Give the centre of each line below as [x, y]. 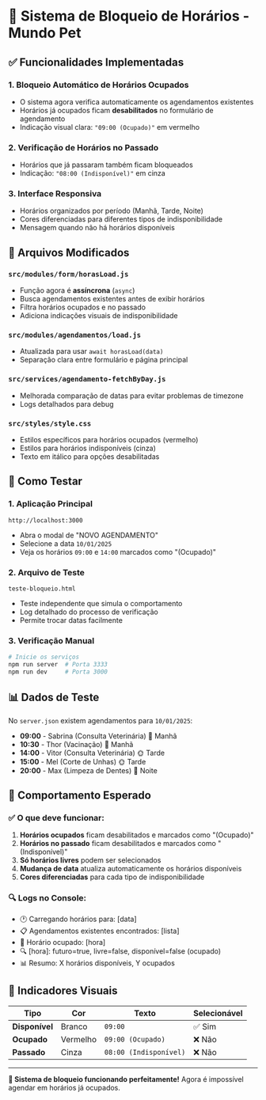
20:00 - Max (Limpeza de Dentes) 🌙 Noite [89, 770]
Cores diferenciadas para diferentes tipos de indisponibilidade [121, 219]
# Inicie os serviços [44, 657]
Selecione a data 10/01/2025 [66, 543]
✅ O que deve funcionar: [56, 818]
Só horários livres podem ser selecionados [90, 860]
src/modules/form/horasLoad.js [68, 274]
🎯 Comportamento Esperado [80, 796]
